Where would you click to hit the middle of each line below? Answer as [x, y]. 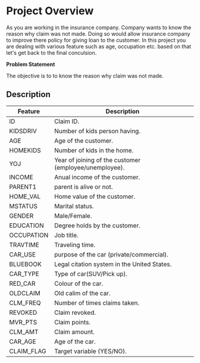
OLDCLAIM [25, 293]
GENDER [21, 215]
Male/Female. [73, 215]
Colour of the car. [79, 283]
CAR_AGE [23, 342]
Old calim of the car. [83, 293]
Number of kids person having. [98, 131]
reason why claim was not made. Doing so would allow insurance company [98, 33]
